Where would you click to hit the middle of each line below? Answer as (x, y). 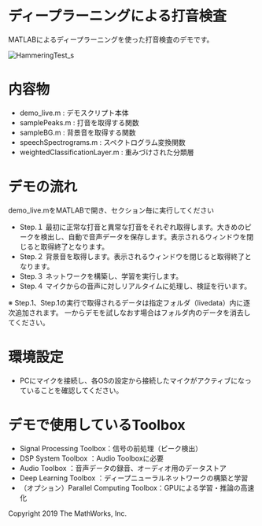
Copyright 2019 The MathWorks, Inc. (68, 513)
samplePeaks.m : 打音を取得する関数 (79, 122)
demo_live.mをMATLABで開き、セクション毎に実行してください (111, 210)
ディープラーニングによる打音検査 (117, 16)
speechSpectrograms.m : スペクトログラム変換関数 (103, 142)
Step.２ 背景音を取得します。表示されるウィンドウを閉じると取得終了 (132, 256)
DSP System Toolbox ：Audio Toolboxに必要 (91, 458)
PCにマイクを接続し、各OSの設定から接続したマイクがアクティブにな (132, 380)
